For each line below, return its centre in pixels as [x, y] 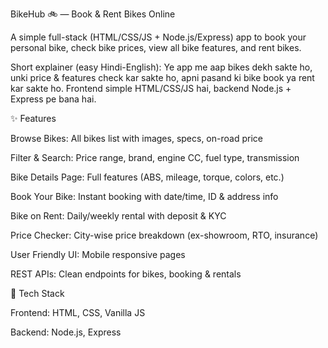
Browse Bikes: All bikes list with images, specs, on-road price [136, 138]
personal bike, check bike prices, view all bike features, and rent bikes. [156, 47]
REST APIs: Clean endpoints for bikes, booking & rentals [126, 274]
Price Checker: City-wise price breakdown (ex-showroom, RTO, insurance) [164, 235]
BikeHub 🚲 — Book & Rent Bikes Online [93, 14]
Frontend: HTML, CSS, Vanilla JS [78, 312]
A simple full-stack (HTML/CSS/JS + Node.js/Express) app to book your [158, 37]
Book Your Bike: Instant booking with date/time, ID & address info [144, 196]
